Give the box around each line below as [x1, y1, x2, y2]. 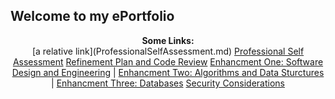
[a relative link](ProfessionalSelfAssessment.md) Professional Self [31, 45, 305, 57]
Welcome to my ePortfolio [10, 8, 175, 25]
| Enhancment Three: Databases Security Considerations [51, 77, 285, 89]
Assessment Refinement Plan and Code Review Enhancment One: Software [12, 55, 324, 68]
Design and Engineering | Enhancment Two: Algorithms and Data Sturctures [11, 66, 325, 78]
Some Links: [141, 34, 195, 46]
